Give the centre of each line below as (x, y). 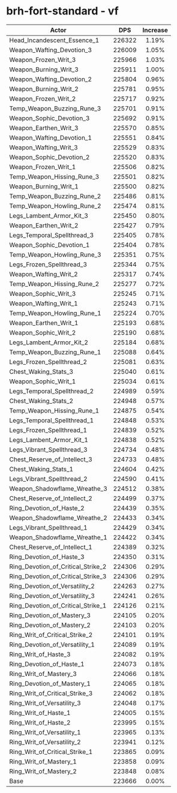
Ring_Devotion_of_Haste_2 (47, 508)
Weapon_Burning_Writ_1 (44, 186)
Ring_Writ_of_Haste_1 (40, 713)
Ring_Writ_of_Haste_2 (40, 722)
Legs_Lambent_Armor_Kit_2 (49, 342)
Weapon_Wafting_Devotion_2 (50, 79)
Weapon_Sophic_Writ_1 (43, 381)
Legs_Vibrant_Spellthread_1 (49, 527)
